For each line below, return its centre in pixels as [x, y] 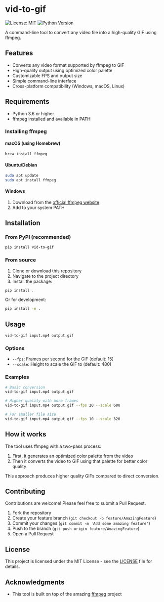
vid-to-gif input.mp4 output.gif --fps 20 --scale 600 [63, 406]
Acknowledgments [35, 582]
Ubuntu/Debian [21, 165]
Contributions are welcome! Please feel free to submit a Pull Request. [76, 503]
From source [20, 260]
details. [13, 566]
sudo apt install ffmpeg [31, 180]
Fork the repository [32, 513]
